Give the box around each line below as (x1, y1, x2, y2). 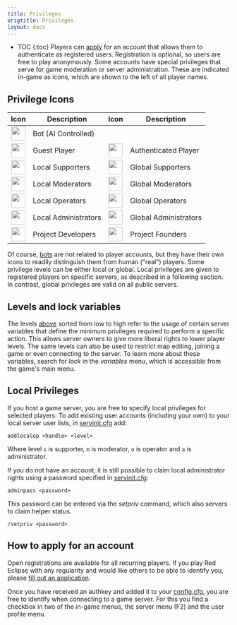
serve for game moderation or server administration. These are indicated (17, 65, 229, 74)
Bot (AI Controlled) (32, 129, 95, 138)
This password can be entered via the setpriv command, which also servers (7, 499, 228, 508)
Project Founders (130, 230, 187, 239)
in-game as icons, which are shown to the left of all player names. (17, 73, 209, 81)
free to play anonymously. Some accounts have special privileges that (17, 58, 221, 66)
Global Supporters (130, 162, 190, 172)
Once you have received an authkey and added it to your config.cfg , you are (7, 587, 229, 595)
